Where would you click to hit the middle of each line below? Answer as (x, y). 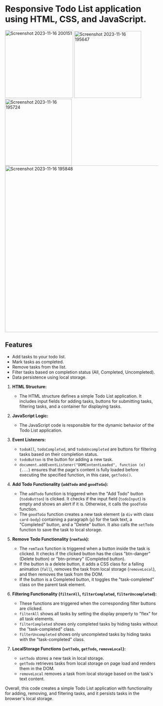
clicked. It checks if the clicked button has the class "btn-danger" (85, 553)
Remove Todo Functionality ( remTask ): (51, 539)
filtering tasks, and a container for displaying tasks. (70, 406)
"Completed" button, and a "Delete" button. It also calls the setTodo (87, 524)
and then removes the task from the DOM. (61, 574)
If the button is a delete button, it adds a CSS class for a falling (81, 564)
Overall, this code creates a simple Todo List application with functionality (79, 688)
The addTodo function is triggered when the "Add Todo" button (81, 494)
